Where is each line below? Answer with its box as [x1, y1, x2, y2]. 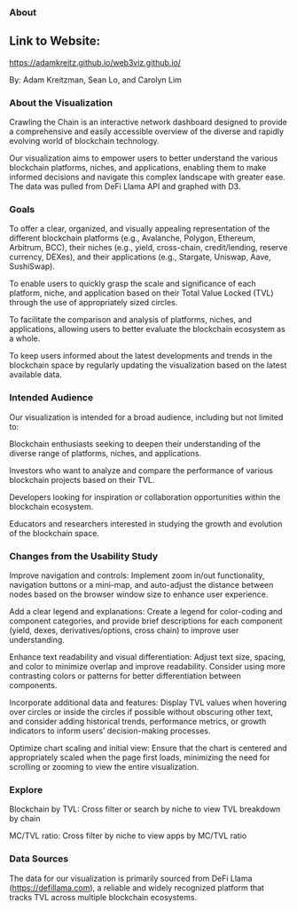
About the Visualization [9, 96, 113, 108]
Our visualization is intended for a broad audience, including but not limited [9, 411, 284, 423]
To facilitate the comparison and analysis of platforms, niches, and [9, 314, 253, 325]
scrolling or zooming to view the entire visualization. [9, 761, 199, 772]
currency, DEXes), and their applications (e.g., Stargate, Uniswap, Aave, [9, 251, 272, 263]
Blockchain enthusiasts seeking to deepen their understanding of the [9, 438, 262, 449]
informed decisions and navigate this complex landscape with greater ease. [9, 171, 285, 183]
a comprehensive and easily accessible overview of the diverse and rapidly [9, 126, 285, 137]
